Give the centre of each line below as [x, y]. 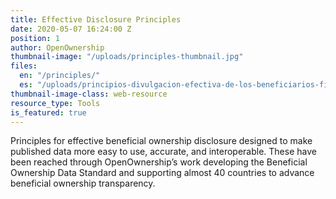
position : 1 [35, 38]
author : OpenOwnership [57, 47]
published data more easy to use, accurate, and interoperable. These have [163, 152]
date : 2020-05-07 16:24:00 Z [71, 29]
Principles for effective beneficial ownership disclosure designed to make [161, 141]
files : [24, 66]
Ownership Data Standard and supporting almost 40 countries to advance [162, 173]
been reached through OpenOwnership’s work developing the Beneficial [159, 162]
